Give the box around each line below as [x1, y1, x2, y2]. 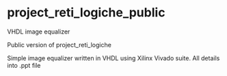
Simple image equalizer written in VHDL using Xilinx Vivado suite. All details [7, 53, 220, 62]
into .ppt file [7, 61, 41, 69]
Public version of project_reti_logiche [7, 40, 111, 49]
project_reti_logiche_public [7, 5, 165, 21]
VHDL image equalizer [7, 27, 70, 36]
